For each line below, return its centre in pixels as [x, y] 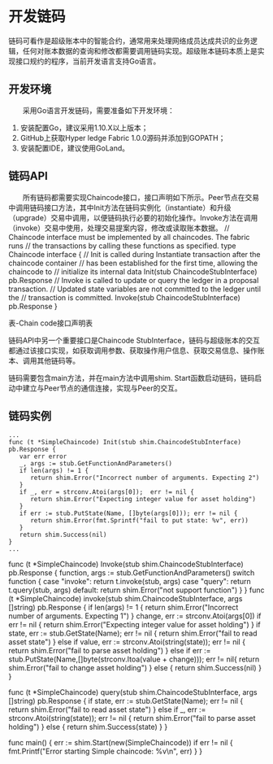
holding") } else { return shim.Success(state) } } [88, 727]
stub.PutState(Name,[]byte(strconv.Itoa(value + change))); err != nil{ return [134, 659]
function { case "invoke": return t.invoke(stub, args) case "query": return [130, 582]
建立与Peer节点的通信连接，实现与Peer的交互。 [102, 388]
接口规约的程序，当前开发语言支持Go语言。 [88, 61]
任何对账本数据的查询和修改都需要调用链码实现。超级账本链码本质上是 [140, 50]
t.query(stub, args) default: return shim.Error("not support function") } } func [136, 590]
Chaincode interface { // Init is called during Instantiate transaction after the [135, 254]
